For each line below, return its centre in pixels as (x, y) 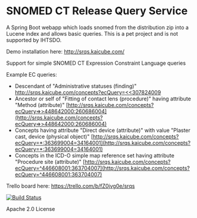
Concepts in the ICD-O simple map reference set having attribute (94, 155)
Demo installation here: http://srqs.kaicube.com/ (65, 51)
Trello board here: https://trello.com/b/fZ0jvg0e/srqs (71, 186)
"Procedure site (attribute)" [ (50, 162)
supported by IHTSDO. (34, 40)
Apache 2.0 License (31, 208)
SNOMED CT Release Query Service (97, 11)
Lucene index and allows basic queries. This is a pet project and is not (92, 33)
